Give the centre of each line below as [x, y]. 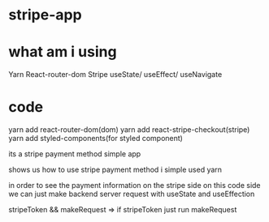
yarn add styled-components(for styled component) [95, 139]
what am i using [63, 52]
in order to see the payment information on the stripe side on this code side [135, 186]
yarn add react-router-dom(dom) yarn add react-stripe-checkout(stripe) [129, 130]
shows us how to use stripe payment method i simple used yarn [115, 170]
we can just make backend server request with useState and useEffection [132, 194]
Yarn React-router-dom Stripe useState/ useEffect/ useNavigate [115, 75]
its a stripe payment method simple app [75, 154]
